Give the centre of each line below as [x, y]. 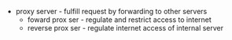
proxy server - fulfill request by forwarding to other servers [111, 11]
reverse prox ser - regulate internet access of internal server [125, 28]
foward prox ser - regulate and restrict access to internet [120, 20]
